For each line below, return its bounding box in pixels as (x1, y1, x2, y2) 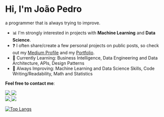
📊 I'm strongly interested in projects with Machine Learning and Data (12, 30, 156, 36)
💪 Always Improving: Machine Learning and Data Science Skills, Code (12, 65, 155, 71)
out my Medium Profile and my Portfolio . (12, 50, 95, 56)
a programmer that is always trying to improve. (5, 20, 101, 26)
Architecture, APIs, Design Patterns (12, 60, 85, 66)
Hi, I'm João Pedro (5, 3, 82, 15)
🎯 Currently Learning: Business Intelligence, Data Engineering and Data (12, 55, 158, 60)
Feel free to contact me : (5, 80, 55, 86)
